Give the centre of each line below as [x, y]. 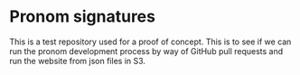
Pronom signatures [83, 17]
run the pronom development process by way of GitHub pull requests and [146, 51]
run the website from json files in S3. [78, 61]
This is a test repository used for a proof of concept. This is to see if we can [150, 42]
